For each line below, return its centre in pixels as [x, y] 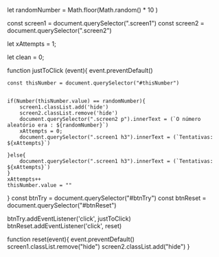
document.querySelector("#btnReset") [62, 205]
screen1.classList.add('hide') [64, 107]
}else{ [16, 155]
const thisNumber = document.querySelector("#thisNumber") [93, 83]
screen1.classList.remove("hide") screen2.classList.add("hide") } [99, 246]
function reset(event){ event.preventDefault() [71, 239]
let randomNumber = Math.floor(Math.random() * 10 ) [82, 10]
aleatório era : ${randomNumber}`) [58, 125]
